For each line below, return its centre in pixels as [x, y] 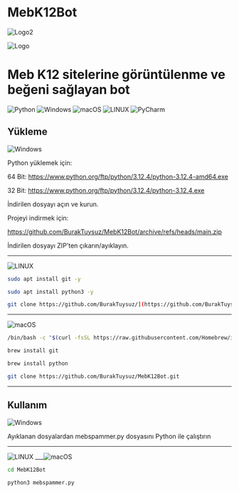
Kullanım [27, 405]
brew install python [38, 364]
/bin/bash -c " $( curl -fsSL [49, 338]
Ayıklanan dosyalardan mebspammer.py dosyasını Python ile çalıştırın [109, 436]
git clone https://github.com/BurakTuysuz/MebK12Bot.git [94, 376]
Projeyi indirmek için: [38, 218]
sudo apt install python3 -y [51, 292]
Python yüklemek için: [40, 163]
